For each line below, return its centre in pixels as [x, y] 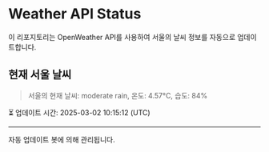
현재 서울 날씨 [40, 75]
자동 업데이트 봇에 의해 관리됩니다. [62, 139]
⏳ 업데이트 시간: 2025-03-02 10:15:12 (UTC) [79, 112]
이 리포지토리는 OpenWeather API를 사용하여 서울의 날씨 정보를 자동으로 [122, 37]
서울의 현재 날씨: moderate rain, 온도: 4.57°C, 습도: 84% [118, 95]
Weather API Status [75, 14]
